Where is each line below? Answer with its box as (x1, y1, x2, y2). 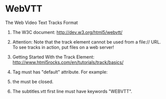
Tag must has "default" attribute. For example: (12, 68, 108, 75)
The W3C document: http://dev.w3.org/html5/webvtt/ (12, 29, 122, 35)
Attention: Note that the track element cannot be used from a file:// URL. (12, 38, 161, 45)
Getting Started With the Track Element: (12, 53, 95, 60)
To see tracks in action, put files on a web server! (12, 44, 114, 50)
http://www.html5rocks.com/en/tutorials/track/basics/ (12, 59, 124, 65)
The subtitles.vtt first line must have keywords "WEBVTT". (12, 88, 132, 94)
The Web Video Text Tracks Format (5, 19, 78, 25)
